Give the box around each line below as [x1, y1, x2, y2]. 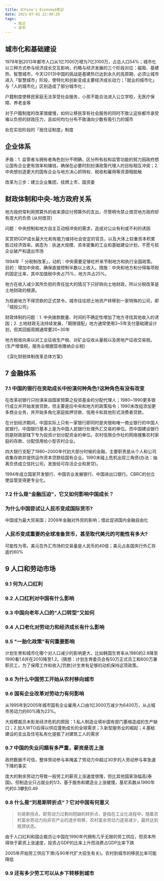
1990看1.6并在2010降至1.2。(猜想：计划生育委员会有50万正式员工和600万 [5, 656, 153, 662]
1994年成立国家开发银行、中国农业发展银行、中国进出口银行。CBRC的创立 [5, 471, 155, 477]
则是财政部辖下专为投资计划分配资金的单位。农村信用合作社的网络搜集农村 [5, 432, 155, 438]
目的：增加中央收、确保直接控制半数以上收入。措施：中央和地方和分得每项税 [5, 264, 159, 270]
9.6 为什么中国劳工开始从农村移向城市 [5, 676, 94, 683]
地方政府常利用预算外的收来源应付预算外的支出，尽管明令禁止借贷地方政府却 [5, 209, 159, 215]
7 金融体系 [5, 369, 37, 378]
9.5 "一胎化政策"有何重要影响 [5, 638, 75, 645]
